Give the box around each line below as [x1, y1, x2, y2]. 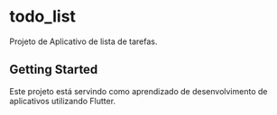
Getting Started [9, 62, 98, 77]
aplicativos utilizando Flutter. [9, 95, 115, 106]
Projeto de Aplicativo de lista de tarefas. [9, 36, 158, 47]
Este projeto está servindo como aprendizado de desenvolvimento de [9, 85, 268, 96]
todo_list [9, 6, 77, 27]
